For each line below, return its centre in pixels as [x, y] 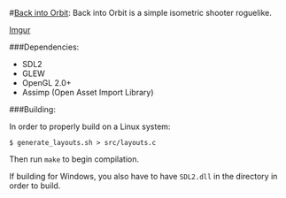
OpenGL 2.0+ [47, 83]
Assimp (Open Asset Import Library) [88, 92]
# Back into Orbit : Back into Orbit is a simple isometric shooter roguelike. [141, 13]
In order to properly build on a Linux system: [90, 126]
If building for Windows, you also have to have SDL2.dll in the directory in [143, 176]
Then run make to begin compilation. [74, 159]
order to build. [35, 186]
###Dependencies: [44, 47]
